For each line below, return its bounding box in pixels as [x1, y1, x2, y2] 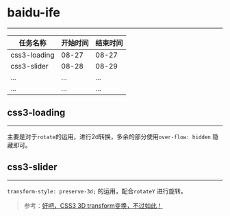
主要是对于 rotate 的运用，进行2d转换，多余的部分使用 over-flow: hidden [7, 132, 211, 141]
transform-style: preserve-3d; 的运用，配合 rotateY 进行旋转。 [7, 187, 187, 195]
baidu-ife [7, 5, 60, 21]
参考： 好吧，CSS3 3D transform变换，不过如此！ [23, 201, 163, 210]
